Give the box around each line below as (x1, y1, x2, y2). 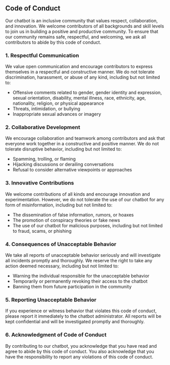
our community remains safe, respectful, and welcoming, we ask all (5, 34, 146, 40)
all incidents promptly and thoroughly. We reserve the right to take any (5, 258, 153, 263)
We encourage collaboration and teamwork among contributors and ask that (5, 135, 165, 141)
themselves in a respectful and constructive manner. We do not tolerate (5, 69, 155, 75)
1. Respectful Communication (5, 52, 80, 59)
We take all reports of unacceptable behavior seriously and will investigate (5, 252, 161, 258)
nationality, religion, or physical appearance (12, 100, 104, 106)
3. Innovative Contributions (5, 179, 75, 187)
